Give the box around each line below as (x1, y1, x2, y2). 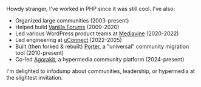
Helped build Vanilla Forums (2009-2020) (15, 24, 120, 30)
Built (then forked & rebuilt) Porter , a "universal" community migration (15, 43, 189, 50)
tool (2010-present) (15, 49, 64, 57)
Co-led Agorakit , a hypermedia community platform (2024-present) (15, 56, 185, 63)
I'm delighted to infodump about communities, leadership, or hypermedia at (6, 68, 196, 75)
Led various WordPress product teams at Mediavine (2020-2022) (15, 30, 179, 37)
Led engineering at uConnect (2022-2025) (15, 37, 123, 43)
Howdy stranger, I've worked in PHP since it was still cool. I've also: (6, 5, 175, 12)
